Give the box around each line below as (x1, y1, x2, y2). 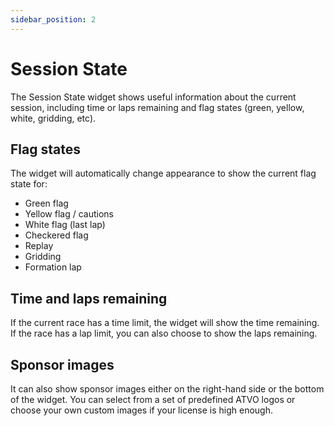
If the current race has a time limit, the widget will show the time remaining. (10, 317, 320, 329)
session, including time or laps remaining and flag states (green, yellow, (10, 101, 305, 113)
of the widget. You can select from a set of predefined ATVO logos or (10, 394, 296, 405)
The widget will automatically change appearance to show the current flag (10, 167, 317, 180)
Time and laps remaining (10, 290, 168, 307)
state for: (10, 178, 48, 190)
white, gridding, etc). (10, 112, 97, 124)
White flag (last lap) (24, 219, 106, 231)
